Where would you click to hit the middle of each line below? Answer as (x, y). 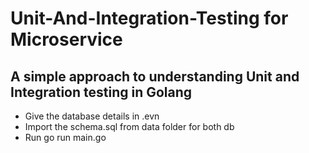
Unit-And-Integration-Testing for (149, 18)
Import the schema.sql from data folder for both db (129, 126)
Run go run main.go (65, 137)
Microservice (66, 39)
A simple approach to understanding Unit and (155, 76)
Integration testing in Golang (101, 92)
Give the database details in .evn (92, 116)
